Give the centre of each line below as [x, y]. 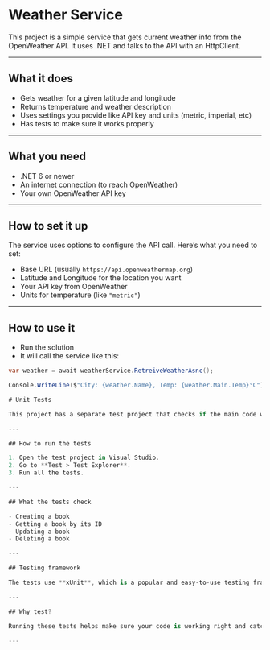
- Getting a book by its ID [55, 524]
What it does [41, 79]
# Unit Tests [30, 400]
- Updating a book [39, 532]
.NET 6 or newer [47, 176]
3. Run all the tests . [46, 473]
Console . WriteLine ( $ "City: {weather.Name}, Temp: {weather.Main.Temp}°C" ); [138, 385]
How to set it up [48, 226]
